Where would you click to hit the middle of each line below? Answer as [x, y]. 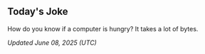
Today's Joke [38, 12]
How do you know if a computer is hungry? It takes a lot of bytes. [103, 28]
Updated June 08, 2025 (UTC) [52, 43]
